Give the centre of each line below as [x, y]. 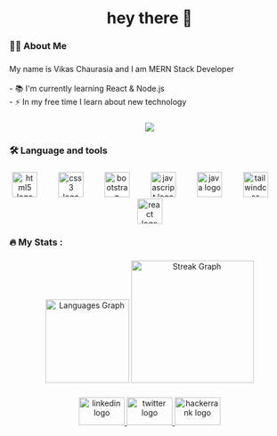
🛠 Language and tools [59, 150]
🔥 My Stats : [36, 242]
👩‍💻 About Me [38, 46]
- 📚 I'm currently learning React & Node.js [87, 89]
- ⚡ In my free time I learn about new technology [98, 102]
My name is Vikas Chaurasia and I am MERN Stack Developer [122, 69]
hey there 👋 [150, 18]
